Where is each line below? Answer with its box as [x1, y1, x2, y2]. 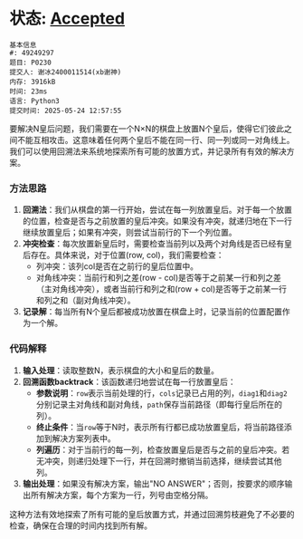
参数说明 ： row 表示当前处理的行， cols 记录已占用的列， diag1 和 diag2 [35, 387, 288, 399]
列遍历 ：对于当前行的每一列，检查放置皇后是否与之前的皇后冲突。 [35, 444, 282, 455]
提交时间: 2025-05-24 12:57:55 [9, 106, 122, 115]
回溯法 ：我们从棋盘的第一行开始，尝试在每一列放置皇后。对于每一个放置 [22, 205, 292, 216]
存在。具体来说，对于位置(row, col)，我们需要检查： [30, 250, 224, 261]
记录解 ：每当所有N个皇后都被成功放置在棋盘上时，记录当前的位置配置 [22, 306, 283, 317]
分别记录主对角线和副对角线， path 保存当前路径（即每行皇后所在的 [35, 399, 283, 409]
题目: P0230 [9, 58, 52, 67]
